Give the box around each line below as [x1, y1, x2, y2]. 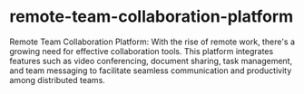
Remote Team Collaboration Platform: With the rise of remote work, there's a [9, 36, 296, 47]
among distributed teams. [9, 74, 106, 85]
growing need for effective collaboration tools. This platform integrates [9, 45, 274, 56]
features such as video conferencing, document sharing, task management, [9, 55, 293, 66]
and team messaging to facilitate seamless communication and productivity [9, 65, 292, 76]
